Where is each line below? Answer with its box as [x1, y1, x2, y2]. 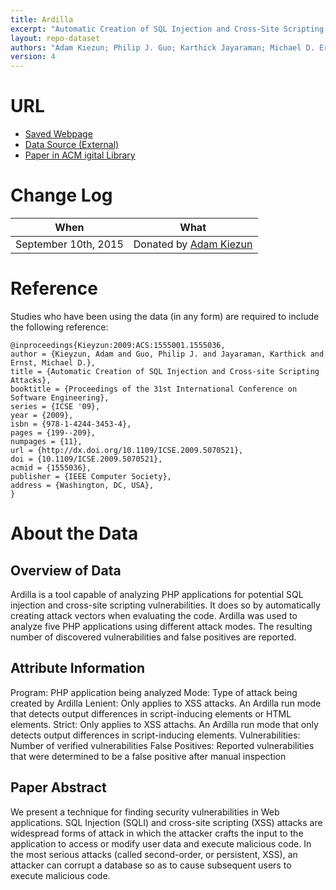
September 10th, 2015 [15, 237, 124, 251]
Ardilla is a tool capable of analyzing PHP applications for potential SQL [10, 588, 304, 600]
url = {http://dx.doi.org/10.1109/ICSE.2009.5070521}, [10, 445, 244, 455]
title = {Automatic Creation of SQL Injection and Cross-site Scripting [10, 366, 320, 376]
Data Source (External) [24, 139, 120, 151]
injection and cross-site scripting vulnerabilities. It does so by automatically [10, 599, 321, 611]
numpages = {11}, [10, 436, 83, 446]
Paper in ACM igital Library [24, 149, 136, 161]
